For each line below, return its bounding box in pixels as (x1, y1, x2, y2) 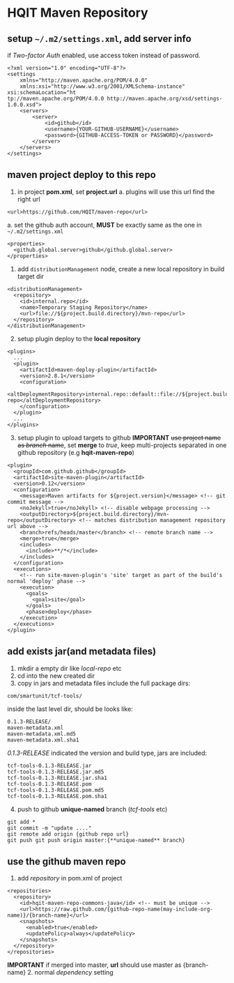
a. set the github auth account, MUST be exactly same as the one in (7, 220, 202, 229)
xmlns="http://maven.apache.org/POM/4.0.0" (19, 77, 148, 84)
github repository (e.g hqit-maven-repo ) (17, 448, 134, 456)
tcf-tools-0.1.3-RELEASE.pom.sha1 (7, 793, 108, 800)
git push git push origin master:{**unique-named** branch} (7, 836, 186, 843)
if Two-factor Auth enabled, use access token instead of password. (7, 51, 201, 59)
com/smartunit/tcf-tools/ (7, 692, 82, 699)
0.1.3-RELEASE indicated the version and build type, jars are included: (7, 749, 208, 757)
